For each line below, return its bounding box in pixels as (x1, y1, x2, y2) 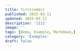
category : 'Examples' (5, 34, 50, 39)
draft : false (5, 39, 32, 44)
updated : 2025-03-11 (5, 16, 48, 21)
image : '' (5, 25, 26, 30)
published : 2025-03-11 (5, 12, 52, 17)
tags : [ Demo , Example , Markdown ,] (5, 30, 76, 34)
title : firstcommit (5, 7, 45, 12)
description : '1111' (5, 20, 48, 26)
